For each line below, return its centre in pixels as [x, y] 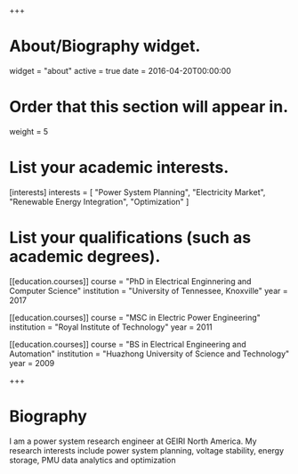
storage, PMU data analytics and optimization [93, 460]
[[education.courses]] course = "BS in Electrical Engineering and [128, 344]
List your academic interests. [119, 168]
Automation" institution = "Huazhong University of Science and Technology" [149, 354]
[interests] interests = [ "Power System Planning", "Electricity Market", [137, 192]
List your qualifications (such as [130, 238]
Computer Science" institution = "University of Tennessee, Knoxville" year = [149, 290]
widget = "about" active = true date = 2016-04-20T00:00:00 [120, 70]
